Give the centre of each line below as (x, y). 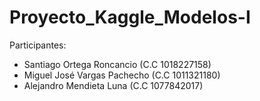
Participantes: (38, 45)
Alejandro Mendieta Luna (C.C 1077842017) (113, 85)
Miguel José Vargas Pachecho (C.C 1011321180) (122, 75)
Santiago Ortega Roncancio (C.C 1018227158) (117, 64)
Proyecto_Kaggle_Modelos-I (130, 17)
